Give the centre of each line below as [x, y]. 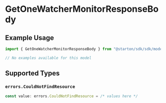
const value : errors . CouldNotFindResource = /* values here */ [72, 96]
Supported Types [33, 73]
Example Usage [30, 38]
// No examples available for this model [48, 58]
